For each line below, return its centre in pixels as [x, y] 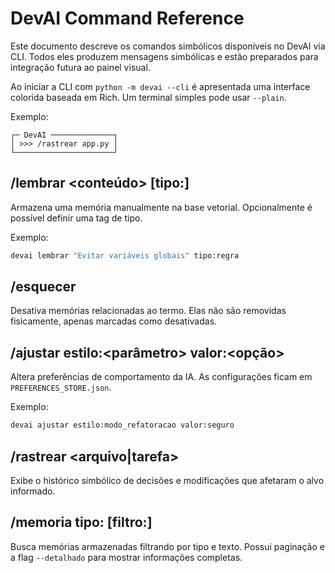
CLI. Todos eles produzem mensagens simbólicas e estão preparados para [164, 56]
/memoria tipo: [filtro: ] [81, 522]
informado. [33, 491]
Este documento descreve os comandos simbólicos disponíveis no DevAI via [168, 46]
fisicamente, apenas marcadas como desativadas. [114, 321]
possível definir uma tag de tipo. [76, 218]
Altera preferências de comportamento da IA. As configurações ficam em [161, 377]
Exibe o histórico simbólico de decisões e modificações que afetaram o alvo [167, 480]
